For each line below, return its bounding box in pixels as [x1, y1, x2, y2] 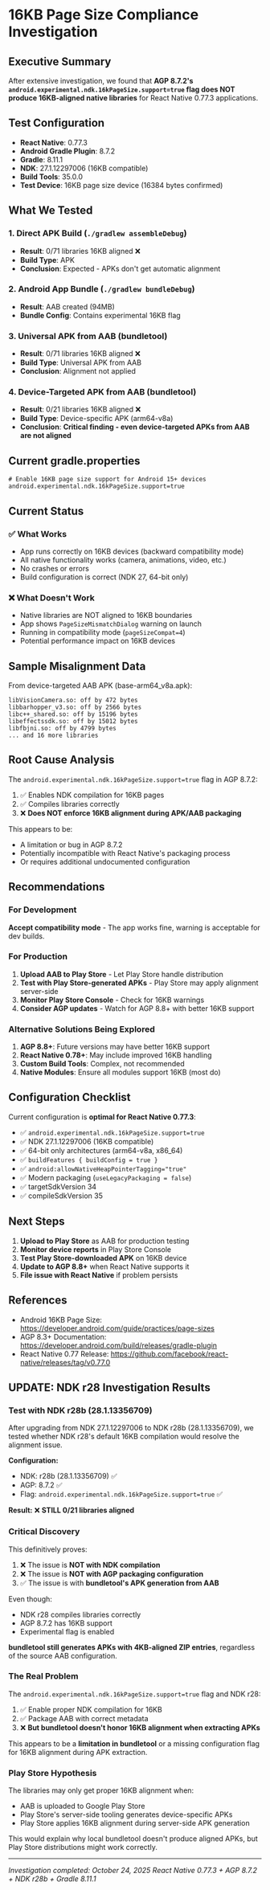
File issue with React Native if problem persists [19, 1270, 178, 1279]
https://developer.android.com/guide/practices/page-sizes [19, 1323, 215, 1333]
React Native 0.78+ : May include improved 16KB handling [19, 1050, 212, 1060]
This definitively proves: [8, 1544, 88, 1554]
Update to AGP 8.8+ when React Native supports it [19, 1262, 190, 1271]
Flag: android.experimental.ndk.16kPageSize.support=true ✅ [19, 1489, 223, 1499]
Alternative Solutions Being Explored [8, 1023, 155, 1034]
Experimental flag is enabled [19, 1626, 115, 1636]
